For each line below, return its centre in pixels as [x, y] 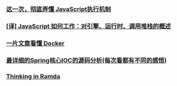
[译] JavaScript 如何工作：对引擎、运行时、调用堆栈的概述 [88, 26]
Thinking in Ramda [33, 76]
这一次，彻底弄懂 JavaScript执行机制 [59, 9]
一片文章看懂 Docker [35, 43]
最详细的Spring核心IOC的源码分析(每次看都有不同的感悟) [86, 60]
